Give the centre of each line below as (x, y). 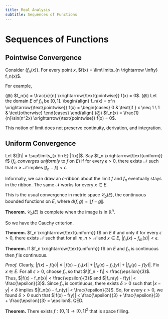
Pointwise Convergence (43, 58)
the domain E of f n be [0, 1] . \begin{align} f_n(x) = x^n (60, 102)
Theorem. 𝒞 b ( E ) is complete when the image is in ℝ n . (60, 212)
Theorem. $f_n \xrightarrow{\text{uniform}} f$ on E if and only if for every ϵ (83, 232)
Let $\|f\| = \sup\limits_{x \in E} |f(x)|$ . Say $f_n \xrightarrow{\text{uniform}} (84, 155)
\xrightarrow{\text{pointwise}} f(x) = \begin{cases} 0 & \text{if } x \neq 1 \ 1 (82, 108)
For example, (19, 86)
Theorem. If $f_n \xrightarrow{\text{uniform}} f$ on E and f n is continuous (82, 249)
